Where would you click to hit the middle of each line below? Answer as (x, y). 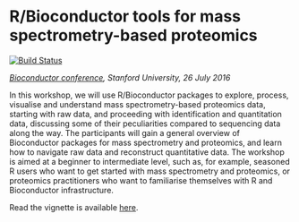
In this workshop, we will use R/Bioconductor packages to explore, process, (149, 95)
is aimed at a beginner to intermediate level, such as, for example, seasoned (149, 161)
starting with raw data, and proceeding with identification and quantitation (145, 114)
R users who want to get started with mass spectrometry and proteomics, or (150, 171)
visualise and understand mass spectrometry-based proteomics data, (137, 104)
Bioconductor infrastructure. (62, 190)
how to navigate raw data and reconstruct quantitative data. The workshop (147, 152)
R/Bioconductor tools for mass (125, 17)
